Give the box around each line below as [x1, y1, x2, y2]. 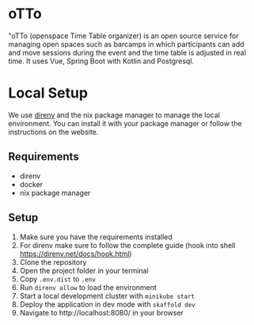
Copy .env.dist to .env [19, 274, 97, 284]
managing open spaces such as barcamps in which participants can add [8, 39, 245, 48]
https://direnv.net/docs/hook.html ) [19, 249, 132, 258]
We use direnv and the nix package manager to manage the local [8, 110, 220, 120]
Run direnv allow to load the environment [19, 282, 157, 292]
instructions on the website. [8, 127, 99, 136]
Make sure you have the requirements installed [19, 231, 172, 242]
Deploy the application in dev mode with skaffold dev [19, 299, 196, 309]
